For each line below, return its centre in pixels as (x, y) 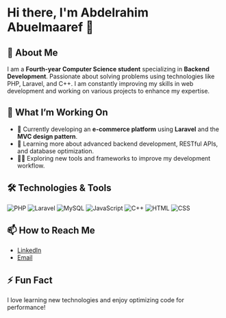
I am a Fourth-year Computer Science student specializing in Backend (109, 69)
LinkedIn (29, 250)
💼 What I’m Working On (58, 112)
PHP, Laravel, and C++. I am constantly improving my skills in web (100, 83)
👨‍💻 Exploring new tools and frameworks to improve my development (114, 158)
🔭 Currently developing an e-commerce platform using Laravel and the (118, 129)
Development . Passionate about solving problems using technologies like (111, 76)
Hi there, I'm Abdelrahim (78, 13)
